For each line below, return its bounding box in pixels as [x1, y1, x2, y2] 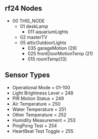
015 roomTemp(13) [27, 56, 67, 62]
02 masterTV [19, 34, 48, 40]
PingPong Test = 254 [12, 123, 57, 129]
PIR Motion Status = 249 [12, 95, 64, 102]
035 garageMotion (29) [27, 45, 77, 51]
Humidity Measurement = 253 [12, 117, 76, 123]
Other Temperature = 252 [12, 111, 67, 117]
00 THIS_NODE [12, 17, 45, 24]
